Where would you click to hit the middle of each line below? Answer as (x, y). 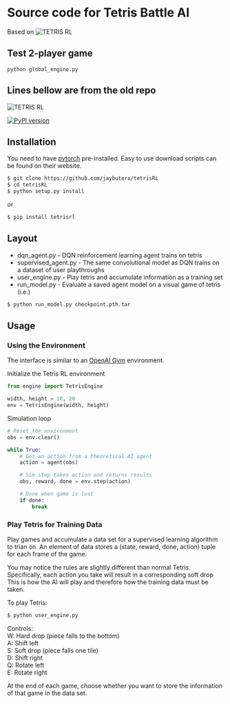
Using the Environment (46, 345)
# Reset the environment (43, 431)
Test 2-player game (50, 53)
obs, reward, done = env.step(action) (75, 482)
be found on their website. (44, 166)
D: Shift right (25, 658)
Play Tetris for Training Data (55, 524)
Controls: (20, 628)
